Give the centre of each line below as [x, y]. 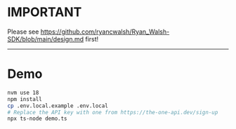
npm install [25, 99]
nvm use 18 [23, 93]
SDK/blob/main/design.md [46, 39]
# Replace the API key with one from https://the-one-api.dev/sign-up [113, 112]
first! [92, 39]
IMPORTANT [45, 12]
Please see [23, 32]
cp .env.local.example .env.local [58, 106]
